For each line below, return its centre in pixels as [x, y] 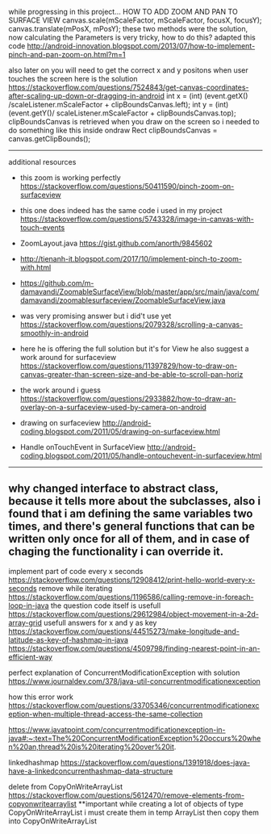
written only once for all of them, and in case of [129, 539]
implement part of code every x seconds [76, 571]
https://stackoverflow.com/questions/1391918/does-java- [155, 762]
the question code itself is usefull [106, 606]
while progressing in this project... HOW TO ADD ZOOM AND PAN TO [123, 12]
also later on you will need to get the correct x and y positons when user [128, 70]
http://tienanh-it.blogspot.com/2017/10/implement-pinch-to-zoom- [131, 259]
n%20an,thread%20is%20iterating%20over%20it [92, 747]
